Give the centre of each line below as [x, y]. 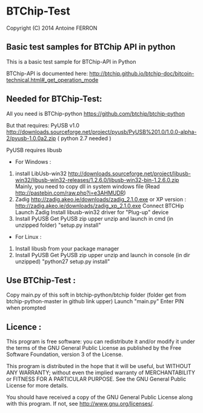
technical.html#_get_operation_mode [52, 79]
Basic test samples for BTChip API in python [91, 47]
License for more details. [37, 386]
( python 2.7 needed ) [84, 138]
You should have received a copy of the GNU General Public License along [99, 397]
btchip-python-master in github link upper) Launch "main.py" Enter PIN [95, 301]
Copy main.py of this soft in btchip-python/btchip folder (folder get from [96, 295]
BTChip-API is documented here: [47, 73]
